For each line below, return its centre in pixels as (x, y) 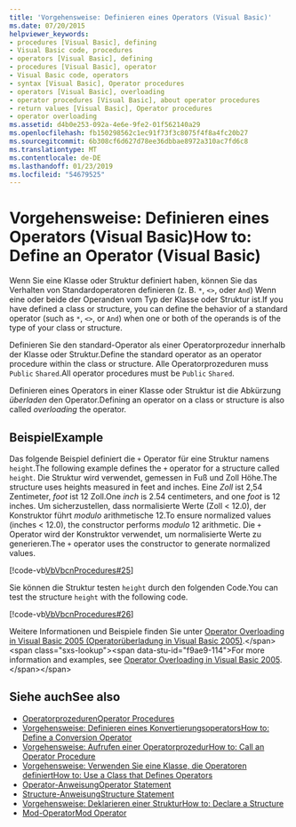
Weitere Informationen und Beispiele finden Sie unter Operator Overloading (147, 631)
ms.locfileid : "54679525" (57, 174)
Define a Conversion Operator (77, 737)
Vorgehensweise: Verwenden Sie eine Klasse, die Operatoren (134, 766)
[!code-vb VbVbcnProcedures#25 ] (72, 570)
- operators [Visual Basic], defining (81, 59)
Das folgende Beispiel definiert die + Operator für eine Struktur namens (139, 459)
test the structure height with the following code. (99, 597)
